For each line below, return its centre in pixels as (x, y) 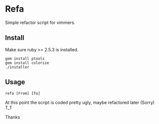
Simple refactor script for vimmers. (40, 22)
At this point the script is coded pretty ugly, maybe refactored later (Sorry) (80, 102)
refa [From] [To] (23, 93)
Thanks (13, 117)
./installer (17, 67)
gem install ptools (25, 59)
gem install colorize (27, 63)
